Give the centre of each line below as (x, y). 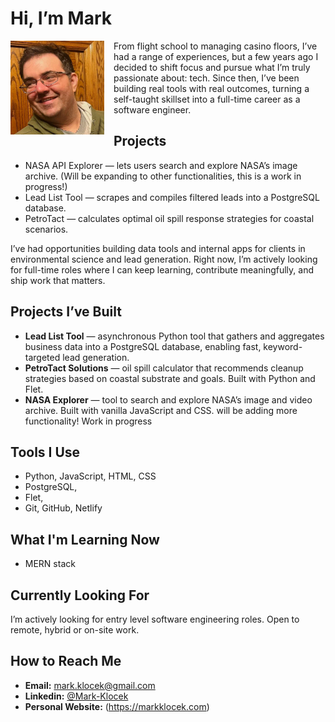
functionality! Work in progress (88, 421)
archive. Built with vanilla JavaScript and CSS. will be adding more (161, 410)
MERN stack (50, 564)
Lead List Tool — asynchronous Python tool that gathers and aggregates (174, 336)
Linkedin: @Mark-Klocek (76, 696)
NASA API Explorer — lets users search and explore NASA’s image (161, 165)
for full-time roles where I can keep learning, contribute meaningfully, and (162, 269)
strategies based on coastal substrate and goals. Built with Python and (170, 378)
